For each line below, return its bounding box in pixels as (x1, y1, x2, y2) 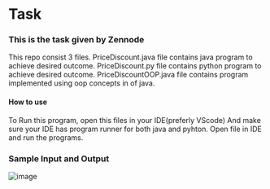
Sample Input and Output (8, 152, 110, 164)
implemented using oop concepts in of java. (8, 78, 155, 88)
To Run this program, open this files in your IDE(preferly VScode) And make (8, 115, 262, 125)
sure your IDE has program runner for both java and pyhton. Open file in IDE (8, 124, 262, 134)
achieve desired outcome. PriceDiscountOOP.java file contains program (8, 70, 249, 80)
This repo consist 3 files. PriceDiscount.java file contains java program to (8, 52, 254, 62)
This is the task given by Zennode (8, 34, 145, 46)
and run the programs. (8, 132, 84, 143)
